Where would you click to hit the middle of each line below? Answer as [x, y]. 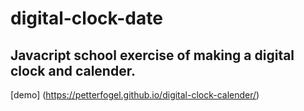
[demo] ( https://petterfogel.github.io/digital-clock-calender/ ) [135, 95]
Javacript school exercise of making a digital [152, 55]
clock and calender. [73, 70]
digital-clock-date [86, 18]
